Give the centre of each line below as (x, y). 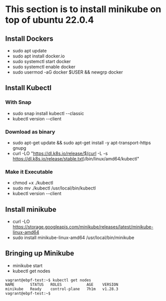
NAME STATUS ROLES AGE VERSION (62, 284)
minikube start (27, 265)
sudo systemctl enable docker (44, 67)
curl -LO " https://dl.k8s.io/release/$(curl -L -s (60, 153)
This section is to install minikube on (83, 9)
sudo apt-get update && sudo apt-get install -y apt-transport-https (82, 143)
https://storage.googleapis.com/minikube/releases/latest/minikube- (83, 227)
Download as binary (30, 132)
